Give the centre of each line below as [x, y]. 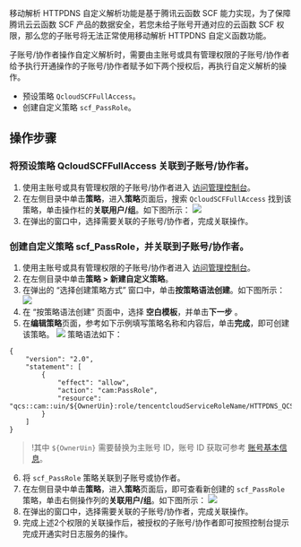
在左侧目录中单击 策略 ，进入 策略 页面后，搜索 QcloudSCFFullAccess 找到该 [157, 198]
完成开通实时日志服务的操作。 [77, 534]
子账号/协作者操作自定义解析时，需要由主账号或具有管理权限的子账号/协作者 [150, 55]
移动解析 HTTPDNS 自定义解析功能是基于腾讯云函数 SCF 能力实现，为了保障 [150, 13]
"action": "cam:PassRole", [107, 390]
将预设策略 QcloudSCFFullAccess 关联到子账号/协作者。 [132, 166]
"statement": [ [54, 367]
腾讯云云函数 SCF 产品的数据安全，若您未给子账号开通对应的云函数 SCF [142, 24]
